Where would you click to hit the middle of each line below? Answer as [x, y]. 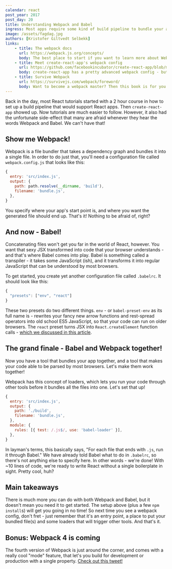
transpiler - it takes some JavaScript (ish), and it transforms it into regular [83, 261]
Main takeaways [32, 487]
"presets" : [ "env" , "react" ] [41, 296]
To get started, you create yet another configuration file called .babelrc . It [83, 276]
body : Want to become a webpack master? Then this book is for [88, 86]
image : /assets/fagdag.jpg [34, 34]
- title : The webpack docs [43, 48]
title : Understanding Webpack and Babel [49, 24]
